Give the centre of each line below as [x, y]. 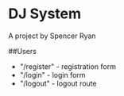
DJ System [45, 14]
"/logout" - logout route [58, 83]
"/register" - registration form [68, 66]
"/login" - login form [52, 75]
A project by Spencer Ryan [52, 36]
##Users [23, 51]
